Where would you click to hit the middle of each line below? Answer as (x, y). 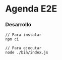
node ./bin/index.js (27, 53)
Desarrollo (18, 25)
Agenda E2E (31, 9)
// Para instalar (23, 35)
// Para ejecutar (23, 48)
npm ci (12, 39)
